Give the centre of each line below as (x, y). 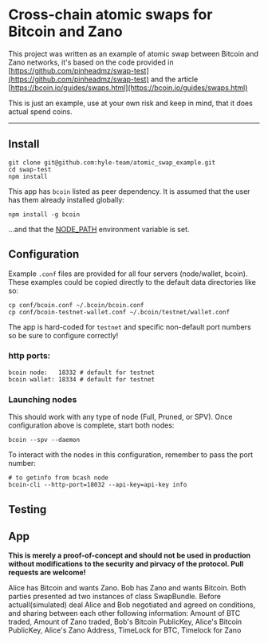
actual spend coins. (41, 111)
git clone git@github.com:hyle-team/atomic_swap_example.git (112, 162)
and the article (174, 79)
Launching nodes (43, 399)
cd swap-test (30, 169)
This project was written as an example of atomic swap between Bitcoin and (134, 53)
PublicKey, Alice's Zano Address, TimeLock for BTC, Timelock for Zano (125, 630)
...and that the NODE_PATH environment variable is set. (99, 229)
